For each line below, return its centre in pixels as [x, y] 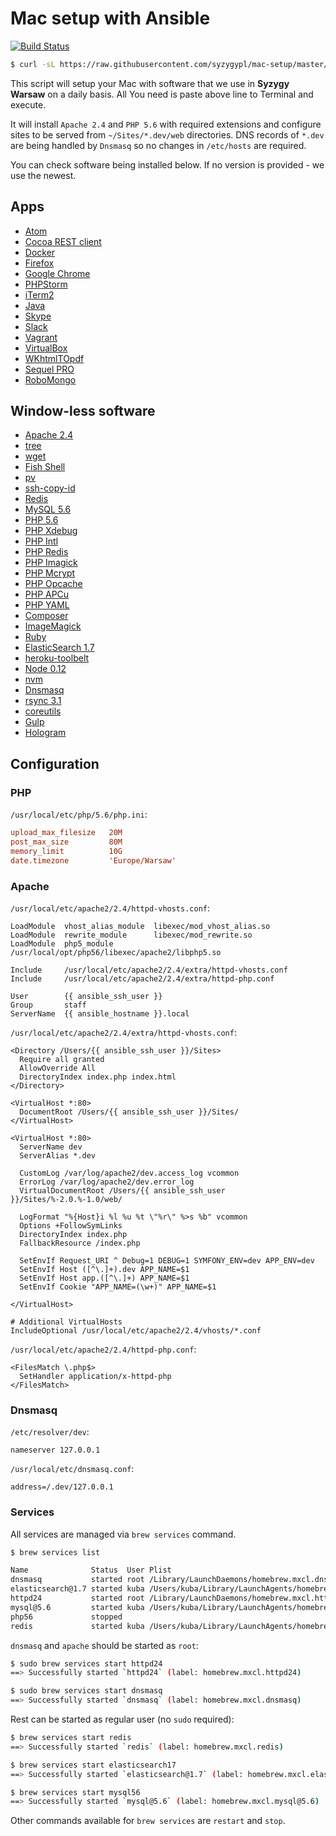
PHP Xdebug [51, 531]
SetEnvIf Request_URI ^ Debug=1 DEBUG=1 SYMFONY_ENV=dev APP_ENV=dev [167, 1260]
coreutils [43, 711]
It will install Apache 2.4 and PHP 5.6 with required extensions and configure [166, 124]
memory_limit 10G [66, 851]
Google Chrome [57, 273]
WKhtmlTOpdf [54, 358]
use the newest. [43, 175]
